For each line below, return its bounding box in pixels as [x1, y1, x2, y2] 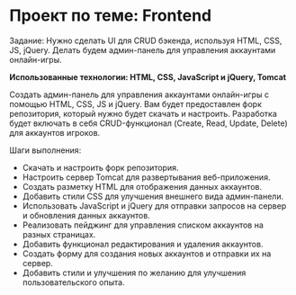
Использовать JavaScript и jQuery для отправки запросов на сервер [22, 200, 287, 211]
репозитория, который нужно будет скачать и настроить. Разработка [9, 108, 277, 119]
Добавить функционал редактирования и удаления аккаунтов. [22, 238, 264, 249]
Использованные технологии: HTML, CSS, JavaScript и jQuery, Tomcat [9, 71, 286, 82]
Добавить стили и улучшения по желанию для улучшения [22, 267, 247, 278]
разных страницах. [22, 228, 96, 239]
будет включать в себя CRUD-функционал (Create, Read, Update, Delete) [9, 118, 288, 129]
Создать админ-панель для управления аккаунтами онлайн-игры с [9, 89, 270, 100]
